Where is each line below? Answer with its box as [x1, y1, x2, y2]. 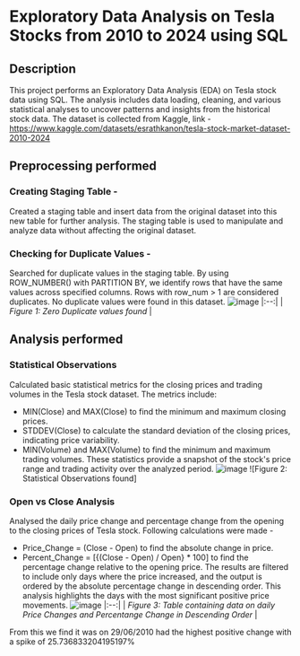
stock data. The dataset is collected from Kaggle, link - [9, 114, 212, 124]
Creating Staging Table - [9, 186, 118, 198]
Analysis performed [9, 332, 124, 347]
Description [9, 61, 76, 76]
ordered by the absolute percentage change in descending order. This [21, 581, 282, 591]
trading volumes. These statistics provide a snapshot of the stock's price [21, 453, 291, 464]
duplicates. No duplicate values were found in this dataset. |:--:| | [9, 296, 284, 307]
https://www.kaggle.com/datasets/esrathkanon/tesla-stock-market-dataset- [9, 123, 291, 134]
